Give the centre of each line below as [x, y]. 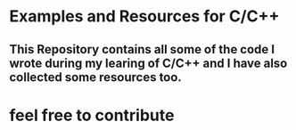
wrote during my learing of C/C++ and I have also [148, 63]
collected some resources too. [96, 77]
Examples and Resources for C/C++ [144, 16]
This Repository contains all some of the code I [142, 49]
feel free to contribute [92, 115]
